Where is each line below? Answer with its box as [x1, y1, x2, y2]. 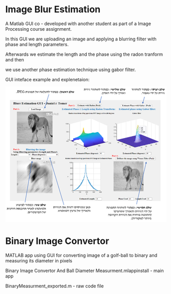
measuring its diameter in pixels [5, 257, 73, 264]
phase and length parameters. [5, 41, 69, 47]
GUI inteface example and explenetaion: [5, 76, 90, 82]
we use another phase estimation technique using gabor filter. [5, 66, 136, 73]
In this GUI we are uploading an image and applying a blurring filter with [5, 36, 157, 42]
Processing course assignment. [5, 26, 72, 32]
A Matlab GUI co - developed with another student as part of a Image [5, 20, 151, 27]
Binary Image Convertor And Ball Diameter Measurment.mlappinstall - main [5, 267, 164, 274]
